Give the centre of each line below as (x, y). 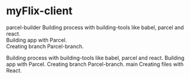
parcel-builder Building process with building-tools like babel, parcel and (95, 27)
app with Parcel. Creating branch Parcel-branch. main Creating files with (95, 64)
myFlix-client (39, 11)
